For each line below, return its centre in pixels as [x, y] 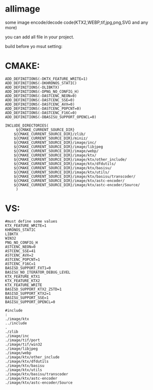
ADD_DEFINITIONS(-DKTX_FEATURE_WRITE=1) [47, 79]
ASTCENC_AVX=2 [19, 255]
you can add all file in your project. [40, 37]
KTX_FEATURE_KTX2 [23, 281]
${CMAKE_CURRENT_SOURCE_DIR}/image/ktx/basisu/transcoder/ [75, 176]
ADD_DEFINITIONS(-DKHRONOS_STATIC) [41, 83]
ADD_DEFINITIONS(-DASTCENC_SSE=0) [40, 100]
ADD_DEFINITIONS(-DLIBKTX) [32, 87]
